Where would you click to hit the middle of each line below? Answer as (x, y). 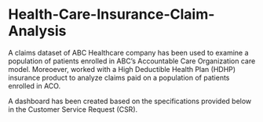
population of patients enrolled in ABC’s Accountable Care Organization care (132, 61)
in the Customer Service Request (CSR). (73, 109)
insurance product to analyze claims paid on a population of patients (119, 77)
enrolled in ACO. (35, 86)
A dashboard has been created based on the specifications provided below (130, 101)
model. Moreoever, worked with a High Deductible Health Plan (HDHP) (122, 69)
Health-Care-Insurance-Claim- (111, 14)
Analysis (37, 31)
